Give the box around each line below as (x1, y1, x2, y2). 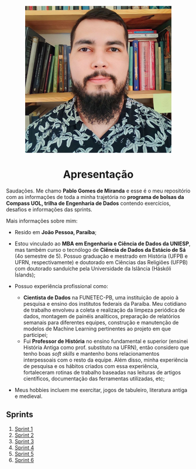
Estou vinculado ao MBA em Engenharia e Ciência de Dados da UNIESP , (14, 240, 191, 247)
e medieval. (14, 393, 43, 400)
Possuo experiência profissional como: (14, 282, 108, 289)
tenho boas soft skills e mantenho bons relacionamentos (23, 350, 160, 357)
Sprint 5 (14, 450, 34, 457)
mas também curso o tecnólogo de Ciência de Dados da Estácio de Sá (14, 246, 186, 253)
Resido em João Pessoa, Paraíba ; (14, 228, 97, 235)
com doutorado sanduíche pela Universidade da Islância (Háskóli (14, 265, 171, 272)
